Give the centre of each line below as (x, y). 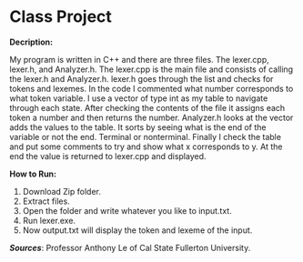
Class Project (61, 17)
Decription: (31, 42)
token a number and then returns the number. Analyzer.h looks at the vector (151, 117)
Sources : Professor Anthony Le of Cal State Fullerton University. (130, 247)
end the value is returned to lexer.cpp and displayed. (108, 156)
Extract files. (46, 201)
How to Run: (33, 174)
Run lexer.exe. (49, 220)
